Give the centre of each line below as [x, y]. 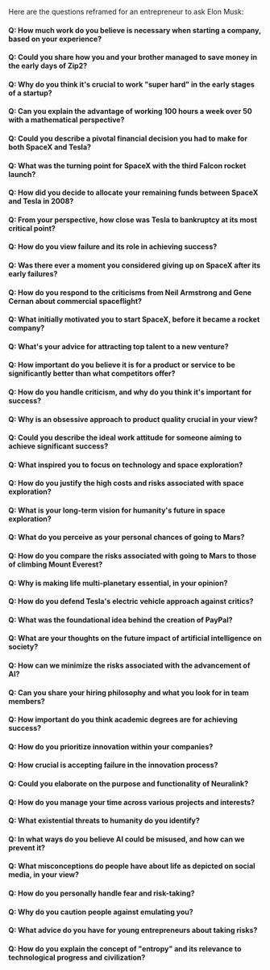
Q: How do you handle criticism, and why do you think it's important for [130, 392]
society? [23, 647]
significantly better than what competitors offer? [92, 373]
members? [27, 701]
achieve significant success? [58, 446]
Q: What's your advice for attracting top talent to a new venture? [118, 346]
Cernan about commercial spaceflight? [75, 301]
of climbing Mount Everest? [56, 564]
